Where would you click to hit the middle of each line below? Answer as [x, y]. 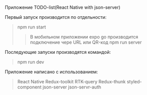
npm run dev [31, 62]
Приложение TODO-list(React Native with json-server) [63, 7]
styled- [134, 82]
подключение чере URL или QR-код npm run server [86, 42]
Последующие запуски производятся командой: [58, 52]
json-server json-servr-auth [72, 87]
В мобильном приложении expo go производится [84, 37]
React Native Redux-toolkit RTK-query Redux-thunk [71, 82]
